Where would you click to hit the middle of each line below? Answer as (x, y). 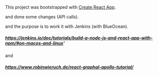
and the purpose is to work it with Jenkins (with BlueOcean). (67, 26)
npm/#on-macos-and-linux (34, 43)
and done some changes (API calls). (42, 17)
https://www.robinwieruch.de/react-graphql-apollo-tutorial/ (69, 67)
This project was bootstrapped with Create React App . (61, 7)
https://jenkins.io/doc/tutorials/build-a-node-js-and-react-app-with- (79, 38)
